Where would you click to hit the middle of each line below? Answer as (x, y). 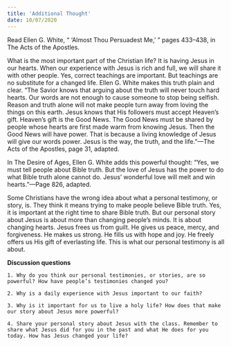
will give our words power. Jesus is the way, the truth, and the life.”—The (111, 141)
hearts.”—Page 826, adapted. (49, 184)
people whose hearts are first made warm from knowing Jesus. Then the (111, 127)
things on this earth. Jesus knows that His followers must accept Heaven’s (113, 112)
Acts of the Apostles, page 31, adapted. (63, 149)
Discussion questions (39, 262)
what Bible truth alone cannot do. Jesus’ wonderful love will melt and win (111, 176)
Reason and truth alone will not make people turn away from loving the (108, 104)
